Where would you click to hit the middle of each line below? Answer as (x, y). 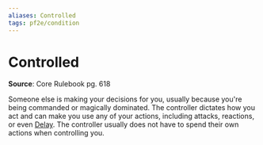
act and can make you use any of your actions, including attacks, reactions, (131, 116)
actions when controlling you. (56, 133)
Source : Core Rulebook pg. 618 (59, 84)
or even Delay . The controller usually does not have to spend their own (124, 124)
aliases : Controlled (42, 15)
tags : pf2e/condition (44, 23)
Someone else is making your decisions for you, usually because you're (125, 99)
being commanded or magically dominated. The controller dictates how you (132, 108)
